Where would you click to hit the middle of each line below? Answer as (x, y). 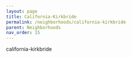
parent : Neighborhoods (33, 27)
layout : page (22, 11)
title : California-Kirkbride (41, 17)
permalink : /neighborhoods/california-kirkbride (66, 22)
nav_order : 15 (23, 33)
